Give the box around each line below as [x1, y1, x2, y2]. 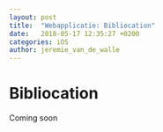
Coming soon [9, 113, 58, 123]
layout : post [9, 12, 57, 22]
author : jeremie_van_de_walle [9, 46, 121, 55]
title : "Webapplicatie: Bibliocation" [9, 21, 156, 30]
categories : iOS [9, 37, 69, 47]
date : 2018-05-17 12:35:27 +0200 [9, 29, 140, 38]
